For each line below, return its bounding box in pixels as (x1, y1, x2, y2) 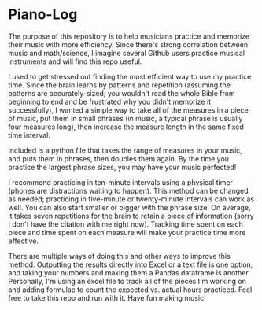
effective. (8, 236, 39, 245)
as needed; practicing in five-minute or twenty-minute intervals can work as (8, 194, 254, 204)
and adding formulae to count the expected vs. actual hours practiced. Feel (8, 285, 253, 294)
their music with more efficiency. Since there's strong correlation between (8, 39, 249, 49)
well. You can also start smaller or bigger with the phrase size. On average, (8, 202, 251, 212)
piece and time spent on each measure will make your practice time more (8, 227, 246, 237)
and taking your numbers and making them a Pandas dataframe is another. (8, 268, 250, 277)
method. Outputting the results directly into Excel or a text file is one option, (8, 260, 253, 269)
